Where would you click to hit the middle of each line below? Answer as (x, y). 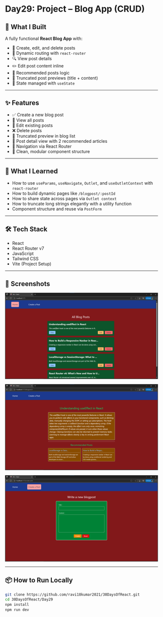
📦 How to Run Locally (39, 580)
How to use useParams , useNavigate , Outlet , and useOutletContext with (82, 183)
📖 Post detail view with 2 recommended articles (60, 141)
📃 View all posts (28, 120)
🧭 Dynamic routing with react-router (49, 53)
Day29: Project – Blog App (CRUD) (75, 9)
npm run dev (17, 610)
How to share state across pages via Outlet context (64, 198)
